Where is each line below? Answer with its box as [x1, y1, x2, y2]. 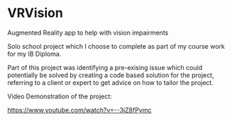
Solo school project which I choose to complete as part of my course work [7, 42, 225, 50]
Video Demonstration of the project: [7, 92, 112, 100]
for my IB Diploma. [7, 50, 62, 58]
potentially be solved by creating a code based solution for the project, [7, 71, 214, 79]
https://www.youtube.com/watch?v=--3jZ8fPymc [7, 105, 152, 114]
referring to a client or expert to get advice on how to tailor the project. [7, 78, 214, 86]
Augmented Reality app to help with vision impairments [7, 28, 169, 37]
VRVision [7, 5, 64, 21]
